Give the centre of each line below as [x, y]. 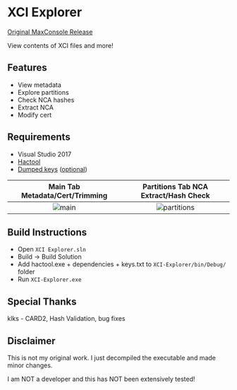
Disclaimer [31, 341]
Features [27, 68]
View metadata [39, 85]
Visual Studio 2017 [44, 154]
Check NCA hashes [46, 100]
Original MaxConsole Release [50, 32]
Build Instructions [47, 232]
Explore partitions [43, 92]
